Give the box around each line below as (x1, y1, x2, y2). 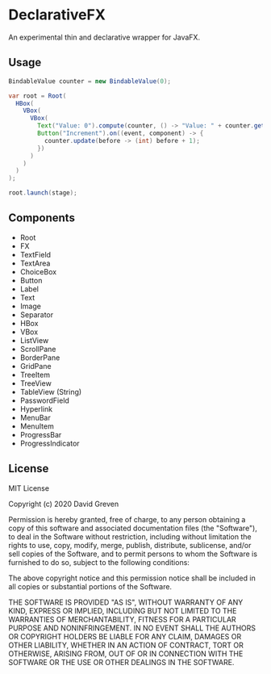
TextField (19, 249, 51, 259)
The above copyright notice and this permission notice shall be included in (8, 573, 256, 583)
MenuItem (19, 421, 54, 431)
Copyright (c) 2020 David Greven (8, 499, 119, 509)
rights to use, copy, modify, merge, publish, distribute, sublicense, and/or (8, 540, 252, 550)
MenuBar (19, 412, 51, 422)
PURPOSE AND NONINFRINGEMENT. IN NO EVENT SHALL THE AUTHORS (8, 623, 256, 633)
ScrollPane (19, 344, 56, 354)
